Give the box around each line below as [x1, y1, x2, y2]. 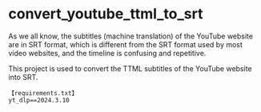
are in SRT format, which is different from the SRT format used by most [8, 39, 243, 49]
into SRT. [8, 72, 38, 82]
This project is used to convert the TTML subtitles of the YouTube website [8, 63, 252, 73]
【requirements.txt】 [8, 89, 78, 97]
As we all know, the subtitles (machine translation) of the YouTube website [8, 31, 254, 41]
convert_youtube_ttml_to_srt [8, 5, 203, 23]
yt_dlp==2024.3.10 [8, 96, 70, 104]
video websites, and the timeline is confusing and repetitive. [8, 48, 207, 58]
